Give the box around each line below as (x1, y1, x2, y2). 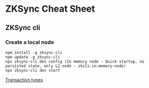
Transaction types (5, 77, 43, 83)
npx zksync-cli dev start (5, 68, 60, 73)
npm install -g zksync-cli (5, 50, 63, 55)
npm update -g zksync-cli (5, 54, 60, 60)
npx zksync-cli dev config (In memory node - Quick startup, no (5, 59, 144, 64)
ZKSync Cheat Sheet (5, 3, 95, 15)
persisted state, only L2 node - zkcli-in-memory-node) (5, 63, 126, 69)
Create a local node (5, 39, 54, 46)
